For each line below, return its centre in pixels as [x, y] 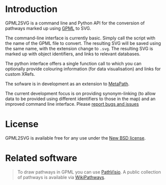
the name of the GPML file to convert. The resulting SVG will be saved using [83, 43]
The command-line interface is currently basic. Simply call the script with [80, 38]
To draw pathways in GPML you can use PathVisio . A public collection [89, 172]
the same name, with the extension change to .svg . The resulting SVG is [79, 48]
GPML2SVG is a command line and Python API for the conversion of [75, 23]
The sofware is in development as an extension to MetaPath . [67, 84]
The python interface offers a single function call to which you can [74, 63]
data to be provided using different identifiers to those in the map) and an [81, 99]
